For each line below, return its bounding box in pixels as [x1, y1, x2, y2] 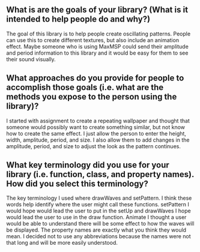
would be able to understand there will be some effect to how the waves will [6, 220, 195, 227]
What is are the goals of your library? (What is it [6, 5, 188, 15]
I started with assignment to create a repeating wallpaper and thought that [6, 117, 190, 124]
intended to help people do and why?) [6, 14, 151, 25]
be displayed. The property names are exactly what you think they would [6, 226, 187, 233]
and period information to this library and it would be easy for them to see [6, 49, 189, 56]
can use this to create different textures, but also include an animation [6, 36, 179, 44]
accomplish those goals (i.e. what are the [6, 82, 164, 92]
